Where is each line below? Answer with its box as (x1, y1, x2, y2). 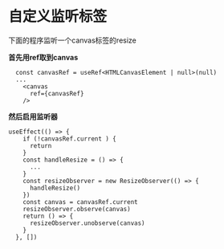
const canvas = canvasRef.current (22, 198, 138, 206)
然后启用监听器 (8, 112, 58, 121)
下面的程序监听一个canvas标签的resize (8, 35, 136, 45)
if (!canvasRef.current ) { (22, 134, 116, 143)
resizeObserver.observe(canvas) (22, 205, 131, 213)
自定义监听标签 (8, 7, 108, 26)
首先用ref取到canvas (8, 52, 79, 62)
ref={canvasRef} (29, 89, 84, 97)
